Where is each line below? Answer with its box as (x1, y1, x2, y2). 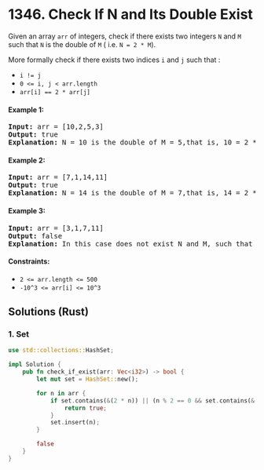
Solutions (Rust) (8, 305, 89, 319)
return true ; (64, 404, 108, 412)
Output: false (8, 231, 63, 240)
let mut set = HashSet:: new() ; (36, 375, 139, 384)
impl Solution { (8, 361, 61, 369)
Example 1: (8, 104, 45, 115)
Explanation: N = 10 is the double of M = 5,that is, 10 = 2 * (8, 138, 257, 147)
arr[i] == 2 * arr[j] (19, 88, 90, 96)
